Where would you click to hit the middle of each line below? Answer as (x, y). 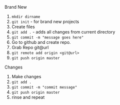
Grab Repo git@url (30, 47)
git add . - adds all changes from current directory (63, 32)
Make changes (26, 77)
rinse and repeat (28, 97)
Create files (23, 27)
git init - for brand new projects (45, 22)
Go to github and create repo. (41, 42)
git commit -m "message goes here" (48, 37)
